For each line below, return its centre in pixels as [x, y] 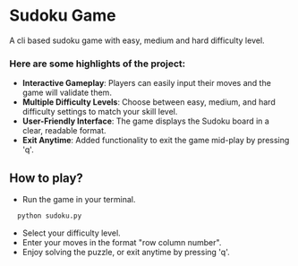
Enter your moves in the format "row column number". [122, 242]
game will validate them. [67, 93]
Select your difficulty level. [71, 233]
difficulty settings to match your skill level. [100, 112]
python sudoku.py [50, 216]
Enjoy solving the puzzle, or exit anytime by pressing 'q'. [126, 252]
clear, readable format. [64, 131]
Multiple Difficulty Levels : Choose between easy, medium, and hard [149, 102]
